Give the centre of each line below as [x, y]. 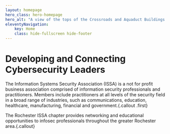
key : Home [25, 29]
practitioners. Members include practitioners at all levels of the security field [85, 94]
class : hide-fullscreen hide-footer [53, 34]
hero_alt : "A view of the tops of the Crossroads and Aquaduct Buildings [85, 19]
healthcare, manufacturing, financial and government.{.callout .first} [77, 105]
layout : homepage [24, 10]
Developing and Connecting [65, 59]
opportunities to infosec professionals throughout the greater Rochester [81, 121]
